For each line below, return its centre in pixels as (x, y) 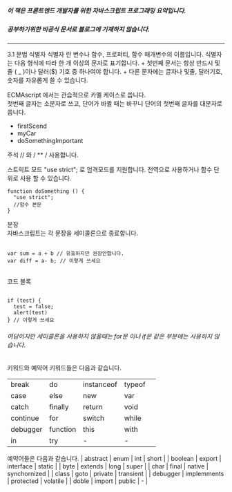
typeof (135, 384)
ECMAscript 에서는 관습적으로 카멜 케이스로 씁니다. (77, 95)
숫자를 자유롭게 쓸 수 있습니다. (48, 80)
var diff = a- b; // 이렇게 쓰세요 (54, 261)
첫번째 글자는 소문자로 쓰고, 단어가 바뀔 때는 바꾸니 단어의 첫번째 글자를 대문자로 (115, 104)
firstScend (32, 126)
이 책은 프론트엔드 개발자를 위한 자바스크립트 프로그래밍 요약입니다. (97, 10)
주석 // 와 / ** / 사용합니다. (43, 155)
